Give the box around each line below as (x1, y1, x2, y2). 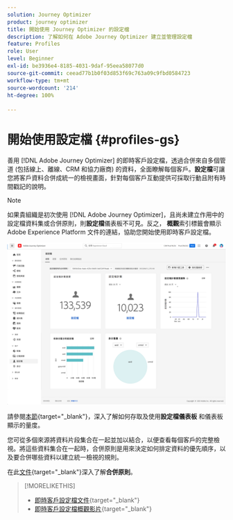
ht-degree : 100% (7, 92, 54, 99)
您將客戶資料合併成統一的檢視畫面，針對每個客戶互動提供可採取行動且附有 (7, 174, 220, 182)
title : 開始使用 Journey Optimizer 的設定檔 (7, 26, 130, 33)
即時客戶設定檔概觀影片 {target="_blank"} (34, 505, 153, 513)
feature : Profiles (7, 40, 60, 48)
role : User (7, 48, 39, 55)
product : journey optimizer (7, 18, 89, 26)
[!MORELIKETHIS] (24, 482, 76, 490)
